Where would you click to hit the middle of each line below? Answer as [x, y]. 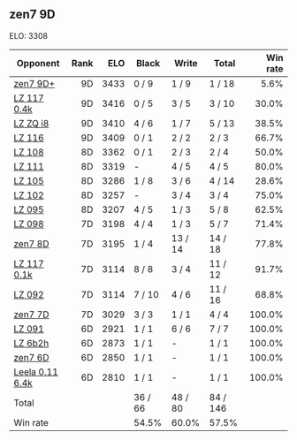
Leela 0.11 [36, 372]
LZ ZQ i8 [31, 123]
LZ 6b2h [31, 343]
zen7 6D [31, 357]
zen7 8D [31, 244]
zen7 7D [31, 315]
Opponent [38, 63]
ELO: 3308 [29, 35]
